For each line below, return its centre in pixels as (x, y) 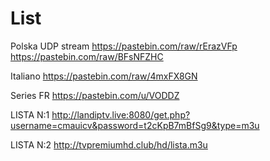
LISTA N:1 (30, 114)
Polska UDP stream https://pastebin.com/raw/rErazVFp (124, 46)
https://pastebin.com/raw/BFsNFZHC (87, 56)
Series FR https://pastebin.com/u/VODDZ (95, 95)
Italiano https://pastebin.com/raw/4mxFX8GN (104, 76)
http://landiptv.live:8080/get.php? (121, 114)
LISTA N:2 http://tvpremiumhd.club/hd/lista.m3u (109, 144)
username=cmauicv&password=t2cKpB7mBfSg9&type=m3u (135, 125)
